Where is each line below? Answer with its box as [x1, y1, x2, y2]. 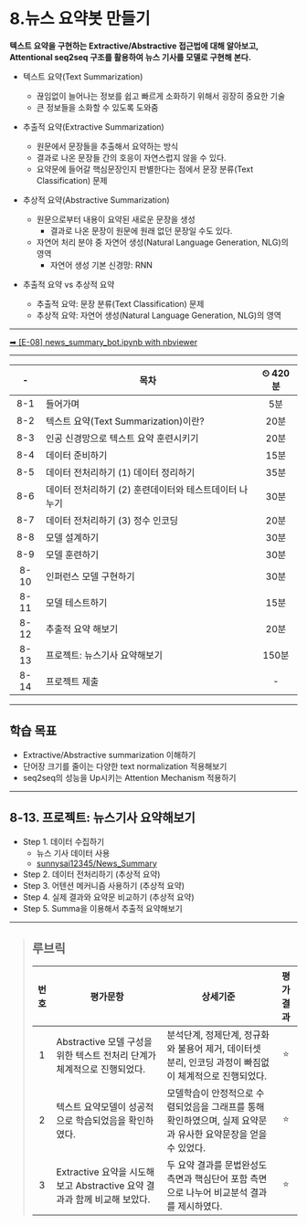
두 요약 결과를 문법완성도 [166, 1159, 268, 1172]
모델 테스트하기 [45, 596, 108, 608]
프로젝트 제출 [45, 675, 100, 688]
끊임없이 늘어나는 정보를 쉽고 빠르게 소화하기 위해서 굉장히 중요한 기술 [36, 90, 286, 101]
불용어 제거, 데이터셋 [177, 1042, 261, 1055]
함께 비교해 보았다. [75, 1193, 151, 1206]
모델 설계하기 [45, 531, 100, 544]
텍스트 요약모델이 [56, 1101, 126, 1114]
